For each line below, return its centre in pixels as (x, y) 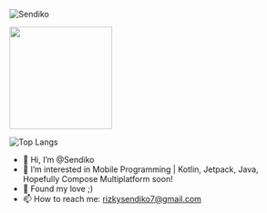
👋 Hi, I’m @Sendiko (58, 160)
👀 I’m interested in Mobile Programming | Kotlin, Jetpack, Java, (140, 169)
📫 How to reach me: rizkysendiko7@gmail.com (112, 199)
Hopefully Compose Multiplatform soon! (98, 179)
